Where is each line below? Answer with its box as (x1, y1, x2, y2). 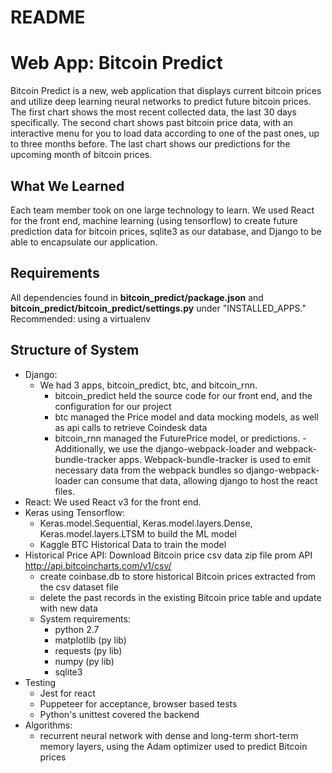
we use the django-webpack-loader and (108, 442, 274, 455)
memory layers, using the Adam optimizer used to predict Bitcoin (39, 740, 308, 752)
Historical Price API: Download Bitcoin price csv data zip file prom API (24, 549, 313, 561)
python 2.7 (54, 623, 100, 635)
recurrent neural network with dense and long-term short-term (39, 729, 299, 741)
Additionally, (54, 442, 107, 455)
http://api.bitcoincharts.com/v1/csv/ (24, 559, 172, 571)
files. (54, 485, 75, 497)
